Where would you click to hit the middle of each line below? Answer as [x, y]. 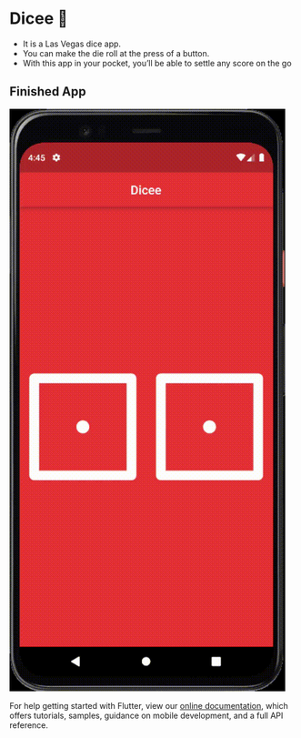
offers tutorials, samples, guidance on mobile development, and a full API [146, 715]
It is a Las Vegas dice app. [71, 44]
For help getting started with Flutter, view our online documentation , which [149, 705]
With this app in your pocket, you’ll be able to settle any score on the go [157, 63]
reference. [29, 725]
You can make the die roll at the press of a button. [116, 53]
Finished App [48, 91]
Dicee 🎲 [39, 19]
